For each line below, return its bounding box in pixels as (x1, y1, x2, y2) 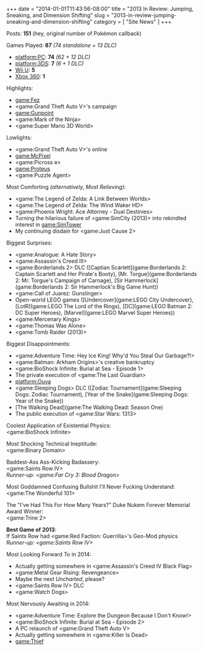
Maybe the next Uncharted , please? (15, 576, 105, 582)
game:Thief (15, 638, 44, 645)
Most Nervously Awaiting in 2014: (6, 600, 90, 607)
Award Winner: (6, 508, 44, 515)
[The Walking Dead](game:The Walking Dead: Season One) (15, 404, 164, 411)
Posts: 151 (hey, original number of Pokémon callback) (6, 30, 142, 37)
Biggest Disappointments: (6, 340, 71, 347)
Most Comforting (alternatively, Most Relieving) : (6, 184, 126, 190)
